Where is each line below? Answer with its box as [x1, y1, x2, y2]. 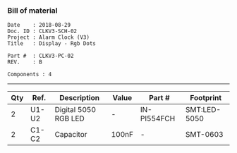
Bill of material [7, 6, 58, 16]
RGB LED [54, 114, 85, 123]
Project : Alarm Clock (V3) [7, 34, 90, 41]
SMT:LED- [185, 105, 221, 115]
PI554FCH [140, 114, 176, 123]
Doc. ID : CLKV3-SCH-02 [7, 27, 78, 35]
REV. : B [7, 59, 42, 66]
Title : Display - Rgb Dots [7, 40, 97, 47]
